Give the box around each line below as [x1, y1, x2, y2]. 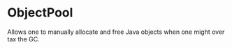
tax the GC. [7, 35, 40, 43]
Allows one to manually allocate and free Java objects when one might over [7, 28, 225, 36]
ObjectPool [7, 5, 73, 21]
